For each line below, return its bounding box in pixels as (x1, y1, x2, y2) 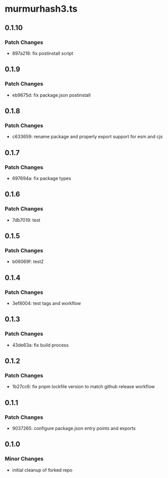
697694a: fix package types (12, 175, 72, 181)
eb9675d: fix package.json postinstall (12, 92, 91, 98)
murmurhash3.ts (5, 3, 78, 15)
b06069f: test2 (12, 259, 44, 265)
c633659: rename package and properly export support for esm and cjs (12, 134, 163, 140)
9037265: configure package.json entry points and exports (12, 425, 136, 432)
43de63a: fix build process (12, 342, 69, 348)
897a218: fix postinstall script (12, 50, 74, 56)
